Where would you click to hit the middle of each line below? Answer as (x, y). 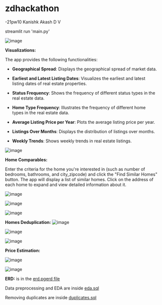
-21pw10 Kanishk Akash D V (33, 22)
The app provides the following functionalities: (51, 59)
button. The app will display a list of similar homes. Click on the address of (79, 179)
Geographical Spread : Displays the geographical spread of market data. (84, 69)
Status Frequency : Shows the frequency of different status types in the (83, 93)
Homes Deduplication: (28, 222)
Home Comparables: (26, 160)
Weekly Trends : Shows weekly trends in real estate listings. (72, 141)
